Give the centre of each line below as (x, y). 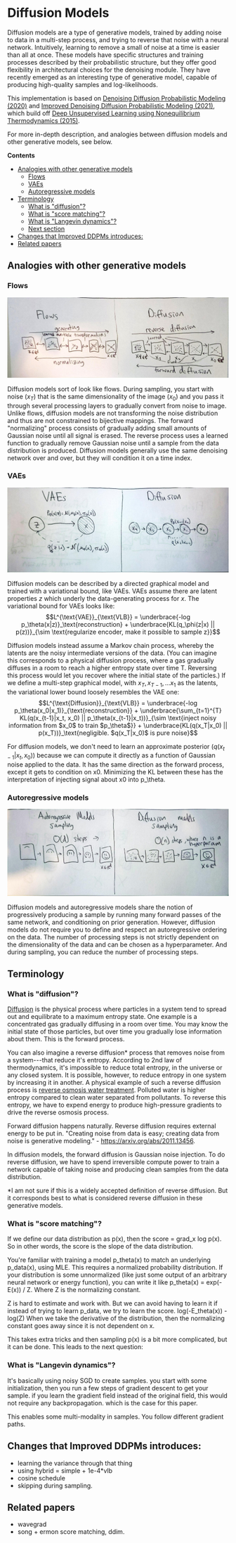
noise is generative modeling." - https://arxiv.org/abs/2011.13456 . (101, 1141)
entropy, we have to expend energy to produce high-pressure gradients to (115, 1105)
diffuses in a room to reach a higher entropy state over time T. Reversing (112, 668)
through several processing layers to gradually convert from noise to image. (117, 405)
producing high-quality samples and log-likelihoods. (83, 84)
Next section (46, 228)
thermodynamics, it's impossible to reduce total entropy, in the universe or (115, 1068)
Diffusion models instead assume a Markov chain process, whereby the (111, 645)
